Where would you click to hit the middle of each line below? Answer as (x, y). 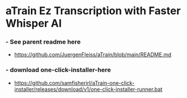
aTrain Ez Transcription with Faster (93, 11)
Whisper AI (34, 23)
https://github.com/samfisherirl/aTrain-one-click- (74, 83)
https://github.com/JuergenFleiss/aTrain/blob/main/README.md (93, 55)
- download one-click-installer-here (58, 70)
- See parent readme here (43, 42)
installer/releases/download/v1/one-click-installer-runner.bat (88, 89)
